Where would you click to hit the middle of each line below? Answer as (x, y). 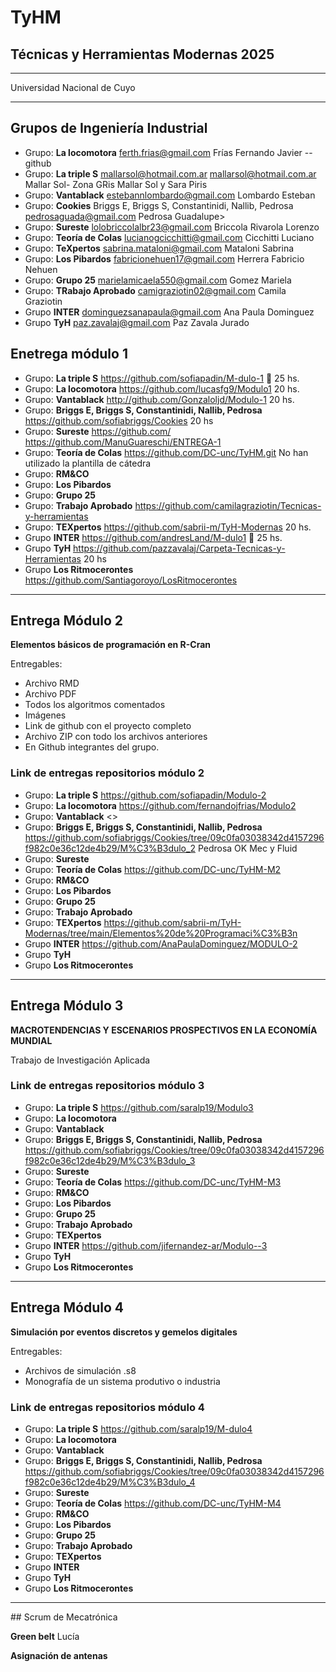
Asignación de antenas (59, 1655)
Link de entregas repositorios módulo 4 (107, 1407)
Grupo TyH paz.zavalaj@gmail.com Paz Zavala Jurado (137, 322)
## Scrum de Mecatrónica (64, 1617)
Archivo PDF (50, 694)
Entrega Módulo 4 (67, 1307)
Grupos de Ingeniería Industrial (109, 128)
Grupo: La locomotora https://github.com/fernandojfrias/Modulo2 (160, 805)
